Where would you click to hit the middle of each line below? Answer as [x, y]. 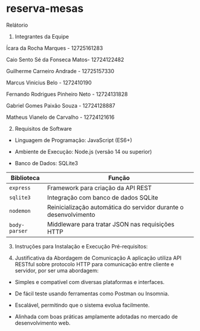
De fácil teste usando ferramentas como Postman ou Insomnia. [92, 294]
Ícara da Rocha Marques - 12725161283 [54, 48]
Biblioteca [25, 178]
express [20, 188]
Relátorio [17, 25]
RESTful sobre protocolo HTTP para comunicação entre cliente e [94, 264]
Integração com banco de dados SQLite [103, 197]
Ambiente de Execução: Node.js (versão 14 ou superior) [83, 152]
